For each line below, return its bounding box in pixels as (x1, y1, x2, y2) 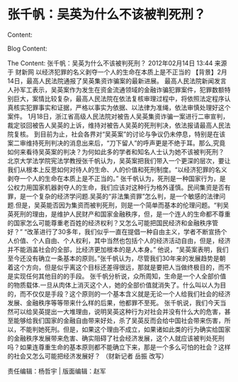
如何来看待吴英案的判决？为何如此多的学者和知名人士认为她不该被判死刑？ (7, 147, 225, 156)
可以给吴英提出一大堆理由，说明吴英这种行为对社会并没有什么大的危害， (13, 307, 225, 316)
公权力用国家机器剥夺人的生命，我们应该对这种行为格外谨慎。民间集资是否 (7, 182, 225, 192)
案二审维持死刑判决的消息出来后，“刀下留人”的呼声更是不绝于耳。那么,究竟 (7, 138, 226, 147)
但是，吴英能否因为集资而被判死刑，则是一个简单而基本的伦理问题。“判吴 (15, 200, 229, 209)
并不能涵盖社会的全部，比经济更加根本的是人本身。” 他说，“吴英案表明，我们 (7, 245, 229, 253)
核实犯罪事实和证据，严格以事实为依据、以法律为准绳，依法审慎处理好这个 (13, 103, 231, 111)
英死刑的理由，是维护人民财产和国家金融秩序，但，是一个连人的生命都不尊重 (7, 209, 231, 218)
